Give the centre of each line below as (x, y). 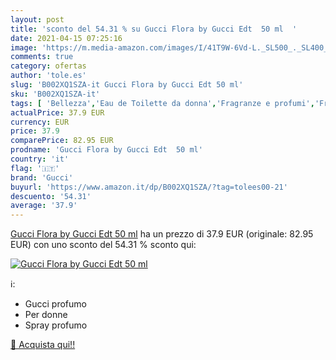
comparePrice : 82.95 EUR (62, 141)
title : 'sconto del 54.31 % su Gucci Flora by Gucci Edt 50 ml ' (154, 29)
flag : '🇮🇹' (35, 168)
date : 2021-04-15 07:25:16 (66, 38)
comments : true (42, 57)
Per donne (46, 315)
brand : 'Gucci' (42, 177)
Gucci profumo (55, 304)
